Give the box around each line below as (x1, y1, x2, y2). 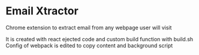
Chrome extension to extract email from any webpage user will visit (5, 24, 172, 31)
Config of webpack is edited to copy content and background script (5, 42, 173, 49)
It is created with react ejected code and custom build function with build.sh (5, 35, 194, 42)
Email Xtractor (5, 4, 79, 18)
